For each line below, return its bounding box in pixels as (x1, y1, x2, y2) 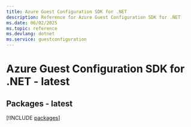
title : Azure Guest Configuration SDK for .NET (6, 8, 128, 15)
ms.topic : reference (6, 25, 58, 32)
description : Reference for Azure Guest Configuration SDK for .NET (6, 14, 181, 20)
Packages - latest (6, 98, 73, 109)
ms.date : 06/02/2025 (6, 20, 58, 26)
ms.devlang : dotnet (6, 31, 55, 37)
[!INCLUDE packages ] (6, 114, 60, 121)
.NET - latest (6, 75, 70, 88)
